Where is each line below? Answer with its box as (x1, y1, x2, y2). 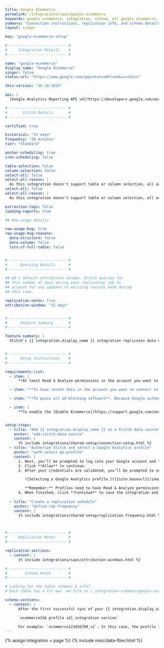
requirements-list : (5, 369, 45, 374)
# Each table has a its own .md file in (5, 589, 89, 594)
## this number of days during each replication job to (5, 280, 121, 285)
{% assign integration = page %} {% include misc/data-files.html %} (5, 638, 143, 644)
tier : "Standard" (5, 141, 41, 147)
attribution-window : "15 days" (5, 303, 69, 308)
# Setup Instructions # (5, 356, 71, 361)
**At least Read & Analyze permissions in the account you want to (18, 379, 159, 383)
